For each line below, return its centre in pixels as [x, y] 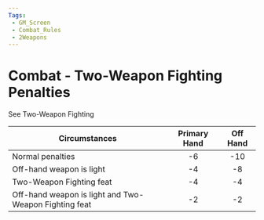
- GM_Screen [31, 23]
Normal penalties [44, 157]
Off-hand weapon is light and [67, 195]
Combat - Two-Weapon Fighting [115, 76]
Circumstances [88, 139]
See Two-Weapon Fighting [51, 114]
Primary [193, 134]
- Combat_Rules [36, 30]
